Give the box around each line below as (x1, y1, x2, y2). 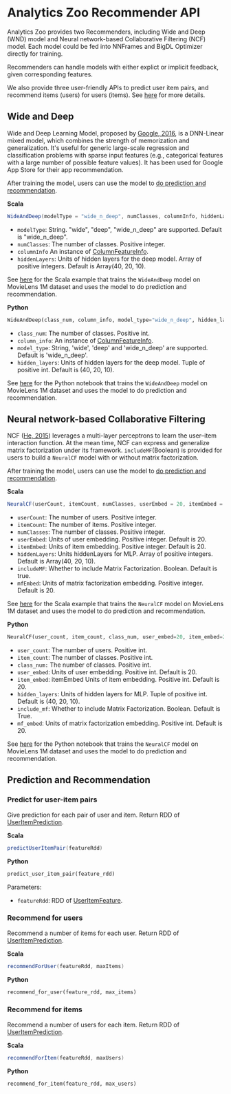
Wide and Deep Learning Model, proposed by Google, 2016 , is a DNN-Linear (7, 129, 224, 137)
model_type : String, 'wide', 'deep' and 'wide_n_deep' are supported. (16, 343, 208, 352)
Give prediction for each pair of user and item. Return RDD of (7, 811, 180, 819)
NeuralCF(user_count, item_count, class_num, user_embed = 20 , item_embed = (7, 634, 223, 641)
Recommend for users (7, 913, 83, 923)
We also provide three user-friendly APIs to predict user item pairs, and (7, 83, 209, 92)
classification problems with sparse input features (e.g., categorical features (7, 151, 223, 159)
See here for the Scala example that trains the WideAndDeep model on (7, 275, 201, 283)
